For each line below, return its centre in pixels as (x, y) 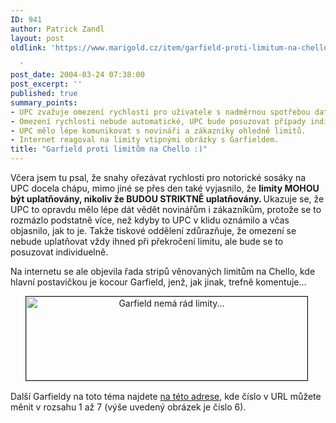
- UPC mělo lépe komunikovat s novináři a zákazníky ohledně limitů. (158, 131)
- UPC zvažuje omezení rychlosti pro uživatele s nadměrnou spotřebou (160, 112)
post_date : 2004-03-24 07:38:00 (77, 75)
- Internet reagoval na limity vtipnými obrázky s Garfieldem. (145, 140)
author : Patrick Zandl (57, 29)
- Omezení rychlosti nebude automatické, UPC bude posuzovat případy (158, 121)
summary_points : (44, 102)
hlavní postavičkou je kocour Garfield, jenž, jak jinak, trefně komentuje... (158, 282)
